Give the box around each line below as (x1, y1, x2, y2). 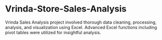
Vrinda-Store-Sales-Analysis (5, 3, 127, 14)
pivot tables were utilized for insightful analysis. (5, 29, 102, 35)
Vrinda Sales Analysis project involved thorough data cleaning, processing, (5, 19, 157, 25)
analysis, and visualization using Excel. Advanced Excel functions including (5, 24, 157, 30)
